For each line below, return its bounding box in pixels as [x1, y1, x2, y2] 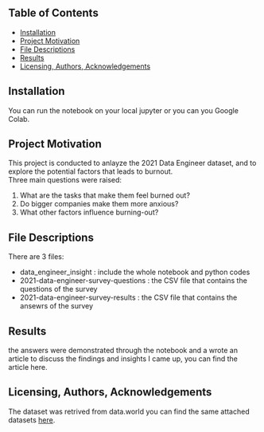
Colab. [8, 114, 30, 124]
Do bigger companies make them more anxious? [19, 199, 179, 209]
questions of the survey [19, 285, 98, 294]
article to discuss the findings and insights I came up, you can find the [8, 354, 239, 363]
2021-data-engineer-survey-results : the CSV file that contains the [19, 293, 238, 302]
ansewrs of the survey [19, 301, 94, 311]
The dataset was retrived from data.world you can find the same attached [8, 406, 250, 416]
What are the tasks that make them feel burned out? [19, 190, 191, 200]
